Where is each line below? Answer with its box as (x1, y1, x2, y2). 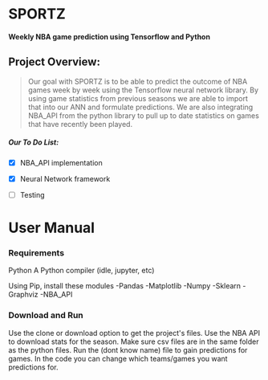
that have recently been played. (27, 119, 133, 129)
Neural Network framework (19, 174, 111, 183)
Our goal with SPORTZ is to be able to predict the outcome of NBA (27, 76, 248, 86)
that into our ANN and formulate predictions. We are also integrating (27, 102, 254, 112)
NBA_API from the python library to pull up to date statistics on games (27, 110, 259, 121)
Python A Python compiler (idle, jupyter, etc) (8, 266, 155, 276)
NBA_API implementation (19, 157, 103, 167)
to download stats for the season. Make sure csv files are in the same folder (8, 337, 259, 346)
